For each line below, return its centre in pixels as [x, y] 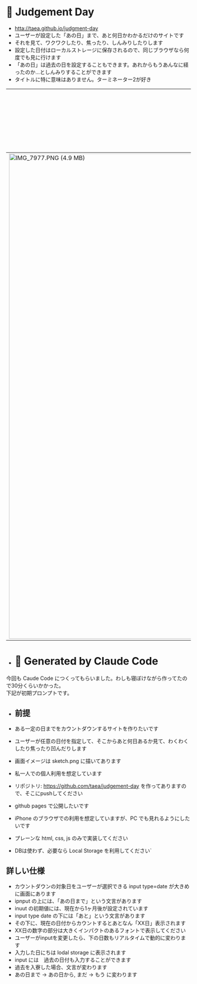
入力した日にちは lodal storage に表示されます [70, 952]
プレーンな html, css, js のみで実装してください [71, 838]
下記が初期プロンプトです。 [39, 693]
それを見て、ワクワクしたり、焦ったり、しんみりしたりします [89, 42]
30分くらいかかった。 [38, 685]
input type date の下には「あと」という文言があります [80, 915]
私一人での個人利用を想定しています [58, 773]
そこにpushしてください [54, 793]
